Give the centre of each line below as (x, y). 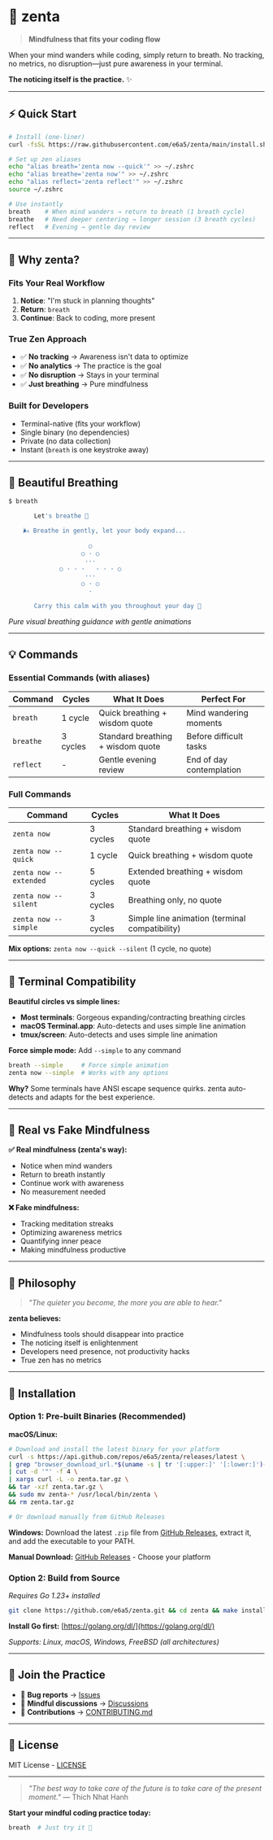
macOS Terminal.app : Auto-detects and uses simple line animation (133, 1025)
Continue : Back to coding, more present (88, 318)
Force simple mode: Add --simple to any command (95, 1050)
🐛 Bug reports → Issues (60, 1694)
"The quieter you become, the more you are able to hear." (125, 1303)
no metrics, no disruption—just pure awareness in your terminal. (116, 63)
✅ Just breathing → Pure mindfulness (84, 384)
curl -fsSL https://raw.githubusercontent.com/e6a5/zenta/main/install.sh (138, 144)
